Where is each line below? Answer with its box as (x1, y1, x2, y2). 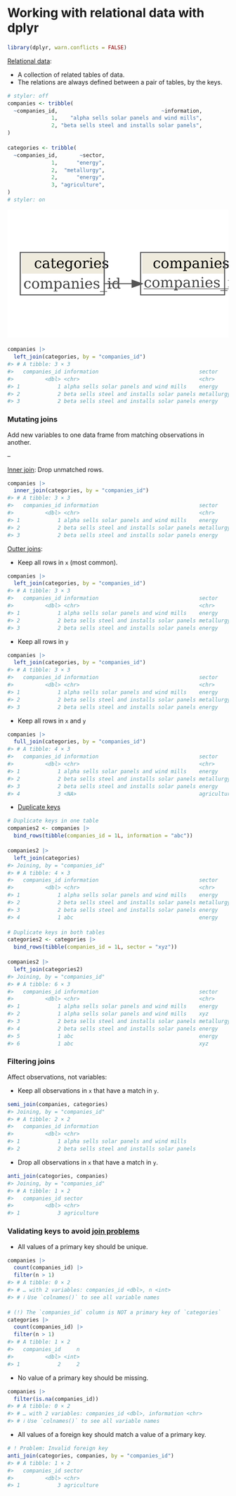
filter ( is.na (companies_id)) (13, 1395, 99, 1402)
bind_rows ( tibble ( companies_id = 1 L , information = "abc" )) (13, 832, 193, 839)
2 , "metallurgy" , (51, 167, 105, 174)
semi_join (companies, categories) (7, 1101, 109, 1108)
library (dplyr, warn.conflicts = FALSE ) (7, 44, 128, 51)
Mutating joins (7, 414, 58, 424)
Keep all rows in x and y (17, 716, 86, 725)
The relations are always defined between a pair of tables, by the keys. (17, 77, 223, 86)
